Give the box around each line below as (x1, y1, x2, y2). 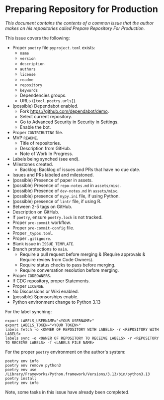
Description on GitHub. (12, 208, 60, 215)
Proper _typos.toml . (12, 230, 54, 236)
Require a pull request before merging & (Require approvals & (19, 251, 146, 257)
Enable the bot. (19, 124, 51, 130)
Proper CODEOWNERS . (12, 272, 51, 278)
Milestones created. (12, 161, 53, 167)
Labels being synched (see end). (12, 156, 80, 162)
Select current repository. (19, 113, 73, 119)
